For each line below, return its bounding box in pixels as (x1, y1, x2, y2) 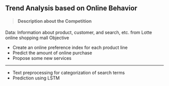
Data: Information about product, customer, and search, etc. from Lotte (5, 29, 152, 35)
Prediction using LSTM (12, 75, 60, 81)
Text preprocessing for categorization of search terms (12, 69, 125, 75)
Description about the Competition (17, 18, 92, 24)
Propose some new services (12, 55, 72, 61)
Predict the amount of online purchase (12, 50, 92, 56)
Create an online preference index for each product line (12, 44, 128, 50)
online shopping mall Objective (5, 35, 69, 41)
